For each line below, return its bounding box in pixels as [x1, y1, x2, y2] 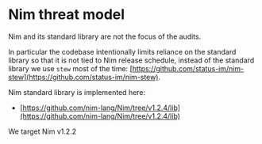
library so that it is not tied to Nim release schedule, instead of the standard [8, 55, 255, 65]
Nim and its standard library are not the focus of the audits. [8, 32, 202, 41]
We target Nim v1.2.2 [8, 127, 77, 136]
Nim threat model [8, 6, 125, 24]
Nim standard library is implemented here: [8, 87, 146, 97]
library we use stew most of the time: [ [8, 63, 133, 73]
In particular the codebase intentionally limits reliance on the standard [8, 47, 237, 56]
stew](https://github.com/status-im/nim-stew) [8, 72, 159, 81]
